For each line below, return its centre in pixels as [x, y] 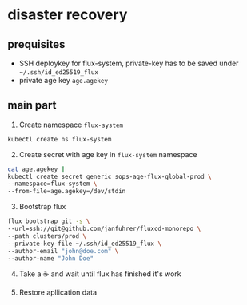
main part [32, 105]
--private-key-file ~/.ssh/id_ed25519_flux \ [84, 244]
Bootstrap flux [42, 207]
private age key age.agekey [64, 80]
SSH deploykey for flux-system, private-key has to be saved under [129, 63]
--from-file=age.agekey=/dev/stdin [67, 192]
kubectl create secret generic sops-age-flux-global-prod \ [110, 176]
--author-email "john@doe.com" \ [63, 251]
